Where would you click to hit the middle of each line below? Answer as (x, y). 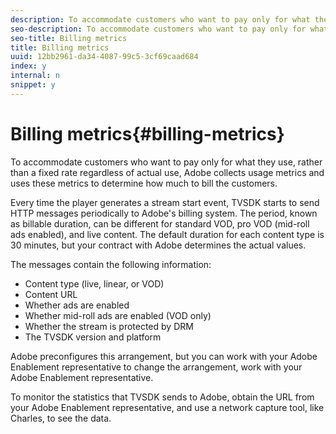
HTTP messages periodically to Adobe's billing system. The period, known (164, 213)
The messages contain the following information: (111, 264)
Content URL (51, 294)
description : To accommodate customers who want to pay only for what (160, 19)
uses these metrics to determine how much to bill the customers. (144, 183)
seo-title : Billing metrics (69, 38)
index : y (28, 66)
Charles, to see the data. (61, 418)
